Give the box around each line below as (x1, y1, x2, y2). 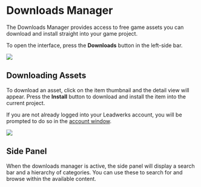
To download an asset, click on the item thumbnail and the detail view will (6, 86, 189, 93)
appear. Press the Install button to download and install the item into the (6, 93, 186, 100)
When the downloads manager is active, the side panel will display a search (6, 162, 195, 170)
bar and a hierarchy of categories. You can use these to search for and (6, 168, 183, 176)
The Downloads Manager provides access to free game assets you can (6, 24, 184, 31)
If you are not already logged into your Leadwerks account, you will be (6, 111, 183, 118)
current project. (6, 99, 45, 106)
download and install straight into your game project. (6, 30, 138, 37)
